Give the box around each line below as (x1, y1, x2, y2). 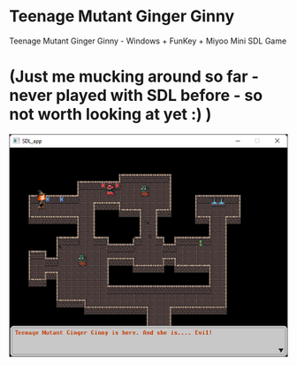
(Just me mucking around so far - (9, 66, 259, 87)
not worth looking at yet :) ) (9, 105, 212, 125)
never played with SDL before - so (9, 86, 263, 105)
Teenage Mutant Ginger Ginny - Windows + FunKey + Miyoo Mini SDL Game (9, 35, 287, 46)
